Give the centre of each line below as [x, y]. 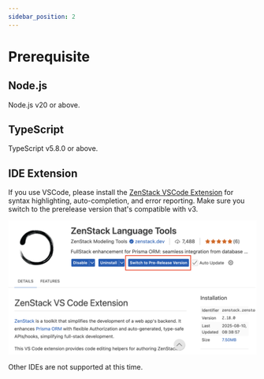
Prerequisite [49, 56]
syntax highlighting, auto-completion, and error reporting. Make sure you [126, 201]
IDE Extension [43, 173]
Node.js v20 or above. [44, 105]
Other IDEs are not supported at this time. [76, 366]
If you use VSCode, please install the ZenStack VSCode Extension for [121, 193]
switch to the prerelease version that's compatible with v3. [103, 209]
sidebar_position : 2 [42, 17]
